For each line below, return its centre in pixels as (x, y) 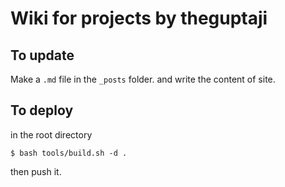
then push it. (36, 171)
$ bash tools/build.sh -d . (69, 153)
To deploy (42, 110)
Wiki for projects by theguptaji (139, 18)
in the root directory (51, 134)
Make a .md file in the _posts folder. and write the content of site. (143, 79)
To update (42, 55)
